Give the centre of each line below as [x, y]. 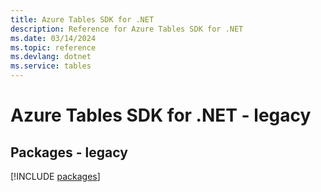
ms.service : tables [51, 66]
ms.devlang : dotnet [51, 57]
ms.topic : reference [53, 47]
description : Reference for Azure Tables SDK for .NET [127, 29]
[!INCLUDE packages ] [55, 176]
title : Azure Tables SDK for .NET [82, 19]
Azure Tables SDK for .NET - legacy [161, 115]
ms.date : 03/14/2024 [53, 38]
